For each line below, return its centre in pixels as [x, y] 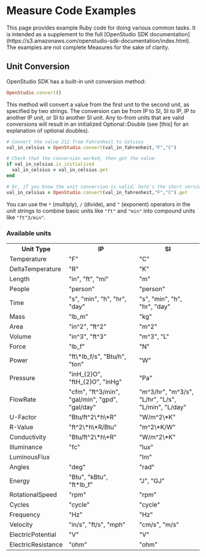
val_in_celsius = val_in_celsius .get [60, 170]
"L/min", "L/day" [163, 407]
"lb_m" [78, 316]
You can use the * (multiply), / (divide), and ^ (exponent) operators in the [99, 204]
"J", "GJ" [152, 481]
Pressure [22, 378]
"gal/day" [82, 407]
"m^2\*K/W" [157, 427]
